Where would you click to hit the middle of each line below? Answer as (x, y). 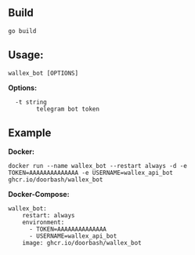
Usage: (26, 55)
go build (22, 31)
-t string (31, 102)
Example (30, 133)
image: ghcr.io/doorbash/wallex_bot (82, 243)
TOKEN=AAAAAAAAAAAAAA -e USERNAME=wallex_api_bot (91, 173)
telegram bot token (68, 109)
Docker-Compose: (39, 195)
